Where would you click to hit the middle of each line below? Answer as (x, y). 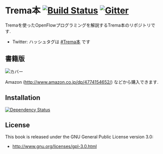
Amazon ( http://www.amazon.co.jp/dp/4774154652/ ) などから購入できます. (82, 82)
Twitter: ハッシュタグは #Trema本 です (51, 42)
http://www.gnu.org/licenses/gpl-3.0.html (55, 147)
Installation (23, 98)
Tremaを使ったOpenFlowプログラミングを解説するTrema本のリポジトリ (78, 25)
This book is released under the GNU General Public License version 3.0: (79, 137)
